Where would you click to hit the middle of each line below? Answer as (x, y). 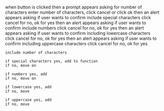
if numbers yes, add (26, 74)
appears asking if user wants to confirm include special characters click (78, 17)
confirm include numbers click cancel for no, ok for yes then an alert (75, 28)
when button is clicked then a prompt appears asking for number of (74, 7)
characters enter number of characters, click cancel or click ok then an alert (82, 12)
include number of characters (36, 53)
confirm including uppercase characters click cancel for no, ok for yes (76, 43)
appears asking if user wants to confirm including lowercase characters (78, 33)
